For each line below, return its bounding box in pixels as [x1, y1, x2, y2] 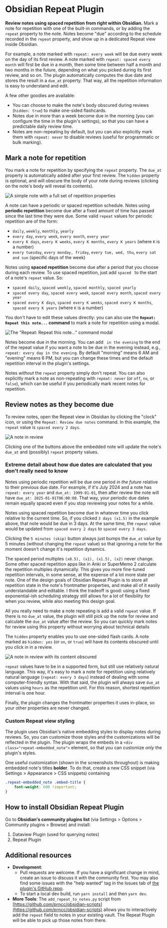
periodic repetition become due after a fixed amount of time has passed [5, 207, 155, 213]
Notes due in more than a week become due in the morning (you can [12, 112, 154, 118]
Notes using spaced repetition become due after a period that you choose [5, 264, 159, 270]
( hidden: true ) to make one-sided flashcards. [12, 107, 107, 113]
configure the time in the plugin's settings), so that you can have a [12, 118, 149, 124]
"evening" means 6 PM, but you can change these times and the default [5, 355, 153, 361]
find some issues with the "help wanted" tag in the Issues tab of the [19, 880, 160, 886]
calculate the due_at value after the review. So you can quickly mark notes [5, 618, 158, 624]
